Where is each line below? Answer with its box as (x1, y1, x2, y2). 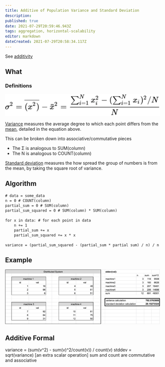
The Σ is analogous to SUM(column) (12, 145, 86, 151)
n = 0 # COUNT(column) (5, 198, 52, 203)
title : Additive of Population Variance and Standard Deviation (5, 8, 139, 13)
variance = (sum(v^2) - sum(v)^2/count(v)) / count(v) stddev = (5, 347, 132, 353)
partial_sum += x (14, 227, 50, 233)
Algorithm (5, 180, 37, 188)
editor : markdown (5, 34, 41, 39)
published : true (5, 18, 38, 23)
